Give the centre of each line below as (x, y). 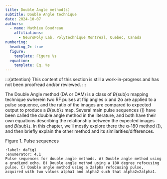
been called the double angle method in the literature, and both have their (81, 115)
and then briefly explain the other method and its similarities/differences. (80, 131)
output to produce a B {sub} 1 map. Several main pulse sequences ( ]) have (81, 110)
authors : (14, 24)
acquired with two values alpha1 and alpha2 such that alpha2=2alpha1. (81, 172)
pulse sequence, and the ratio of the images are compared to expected (78, 105)
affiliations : (29, 33)
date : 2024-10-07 (23, 19)
